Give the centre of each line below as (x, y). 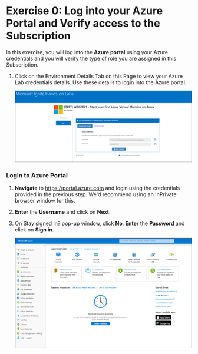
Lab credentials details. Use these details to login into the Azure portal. (100, 82)
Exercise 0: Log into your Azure (85, 11)
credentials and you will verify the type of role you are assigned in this (91, 58)
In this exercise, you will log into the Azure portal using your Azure (87, 52)
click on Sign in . (34, 230)
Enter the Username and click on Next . (62, 212)
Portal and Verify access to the (83, 23)
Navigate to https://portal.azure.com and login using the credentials (97, 188)
